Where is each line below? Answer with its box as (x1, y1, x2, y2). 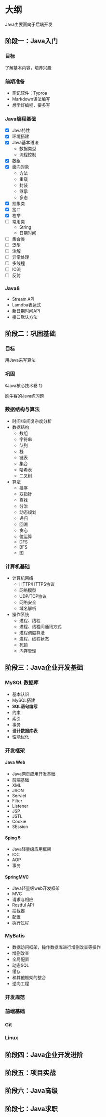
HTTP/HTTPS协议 (19, 581, 55, 587)
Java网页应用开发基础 (12, 771, 56, 777)
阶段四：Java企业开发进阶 (5, 1050, 83, 1059)
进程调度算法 (19, 630, 45, 636)
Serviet (12, 793, 26, 798)
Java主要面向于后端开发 (5, 21, 53, 27)
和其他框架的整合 (12, 974, 46, 980)
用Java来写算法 (5, 357, 36, 363)
